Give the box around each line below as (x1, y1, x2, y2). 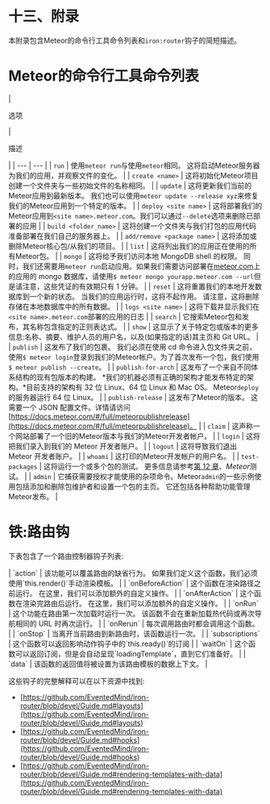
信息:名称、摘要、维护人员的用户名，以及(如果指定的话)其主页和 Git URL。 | (8, 331, 260, 341)
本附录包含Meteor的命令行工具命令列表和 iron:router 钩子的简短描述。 (8, 35, 242, 45)
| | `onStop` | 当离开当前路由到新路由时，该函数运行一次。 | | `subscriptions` (8, 628, 260, 638)
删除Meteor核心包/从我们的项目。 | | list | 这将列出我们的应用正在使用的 (8, 241, 250, 251)
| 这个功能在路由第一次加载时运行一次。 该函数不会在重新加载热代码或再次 (8, 608, 255, 618)
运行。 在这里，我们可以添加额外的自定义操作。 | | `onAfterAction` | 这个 (15, 588, 255, 598)
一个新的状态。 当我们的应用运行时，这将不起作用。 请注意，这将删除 (29, 291, 260, 301)
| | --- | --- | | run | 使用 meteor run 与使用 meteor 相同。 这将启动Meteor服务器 (8, 160, 260, 170)
